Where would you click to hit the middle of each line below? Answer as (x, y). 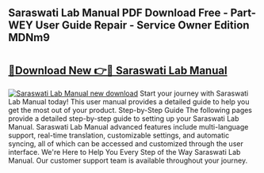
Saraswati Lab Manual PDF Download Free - (118, 13)
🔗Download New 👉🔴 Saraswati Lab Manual (118, 70)
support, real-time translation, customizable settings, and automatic (119, 135)
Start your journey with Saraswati (194, 93)
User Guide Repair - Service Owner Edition (142, 26)
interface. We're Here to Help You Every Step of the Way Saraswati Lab (124, 152)
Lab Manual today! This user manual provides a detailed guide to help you (129, 102)
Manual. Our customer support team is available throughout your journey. (128, 160)
